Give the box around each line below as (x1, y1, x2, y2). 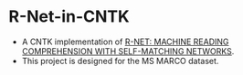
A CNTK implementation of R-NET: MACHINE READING (21, 36, 229, 47)
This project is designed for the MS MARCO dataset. (21, 55, 219, 66)
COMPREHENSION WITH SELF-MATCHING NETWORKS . (21, 45, 235, 56)
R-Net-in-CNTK (8, 6, 130, 27)
